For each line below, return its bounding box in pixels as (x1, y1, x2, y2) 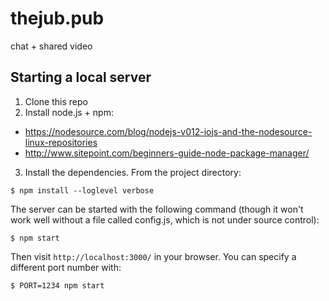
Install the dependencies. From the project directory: (24, 166, 242, 178)
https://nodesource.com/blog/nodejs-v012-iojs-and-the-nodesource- (24, 125, 313, 137)
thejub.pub (10, 7, 105, 30)
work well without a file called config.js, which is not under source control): (10, 213, 320, 226)
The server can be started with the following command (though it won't (10, 203, 304, 215)
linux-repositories (24, 136, 98, 148)
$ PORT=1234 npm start (10, 280, 105, 291)
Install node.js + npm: (24, 106, 114, 118)
